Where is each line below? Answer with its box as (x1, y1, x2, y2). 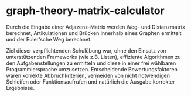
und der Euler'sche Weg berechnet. (6, 36, 92, 43)
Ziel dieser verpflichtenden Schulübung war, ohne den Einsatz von (6, 47, 166, 54)
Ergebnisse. (6, 84, 35, 91)
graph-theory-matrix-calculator (6, 4, 165, 18)
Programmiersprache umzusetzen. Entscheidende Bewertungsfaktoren (6, 65, 178, 72)
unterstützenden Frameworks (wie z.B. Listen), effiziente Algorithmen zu (6, 53, 181, 60)
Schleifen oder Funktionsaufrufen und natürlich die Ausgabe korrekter (6, 78, 175, 85)
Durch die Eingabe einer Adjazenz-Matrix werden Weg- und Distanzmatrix (6, 23, 186, 30)
